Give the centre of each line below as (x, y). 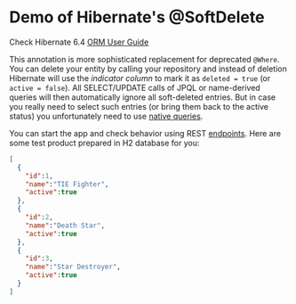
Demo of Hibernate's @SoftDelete (137, 17)
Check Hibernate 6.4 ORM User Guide (79, 42)
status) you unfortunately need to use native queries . (106, 116)
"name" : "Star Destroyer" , (73, 267)
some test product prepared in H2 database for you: (104, 143)
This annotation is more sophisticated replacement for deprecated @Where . (144, 59)
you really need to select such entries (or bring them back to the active (139, 106)
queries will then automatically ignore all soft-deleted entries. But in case (143, 97)
